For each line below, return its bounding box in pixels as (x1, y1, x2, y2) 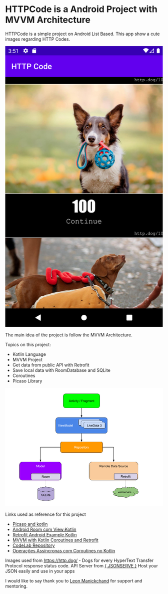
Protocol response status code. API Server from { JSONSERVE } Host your (5, 562, 158, 568)
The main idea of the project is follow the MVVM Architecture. (5, 332, 132, 338)
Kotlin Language (12, 351, 46, 357)
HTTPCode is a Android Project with (5, 4, 157, 15)
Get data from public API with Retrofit (12, 362, 89, 368)
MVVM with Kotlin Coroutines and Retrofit (12, 537, 98, 543)
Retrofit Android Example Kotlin (12, 531, 77, 537)
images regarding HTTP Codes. (5, 36, 70, 42)
